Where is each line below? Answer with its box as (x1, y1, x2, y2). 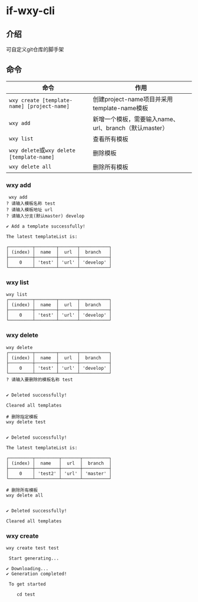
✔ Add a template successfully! (6, 223, 85, 229)
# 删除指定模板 (6, 414, 38, 420)
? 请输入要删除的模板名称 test (6, 376, 73, 383)
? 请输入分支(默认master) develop (6, 213, 85, 219)
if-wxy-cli (6, 4, 55, 18)
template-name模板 (93, 104, 148, 112)
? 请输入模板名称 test (6, 200, 56, 207)
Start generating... (8, 555, 60, 561)
